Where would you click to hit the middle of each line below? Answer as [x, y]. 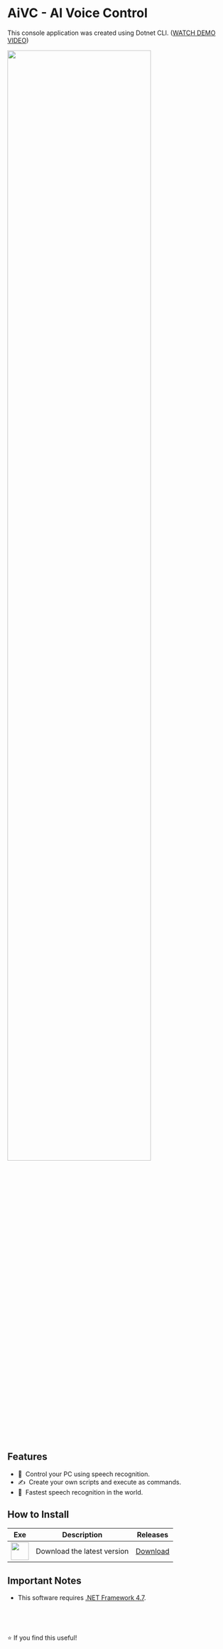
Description [82, 1534]
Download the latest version [82, 1551]
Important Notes [44, 1580]
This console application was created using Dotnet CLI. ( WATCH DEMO [111, 33]
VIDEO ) [18, 40]
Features [27, 1457]
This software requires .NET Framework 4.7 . [82, 1598]
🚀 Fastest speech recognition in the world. [80, 1492]
